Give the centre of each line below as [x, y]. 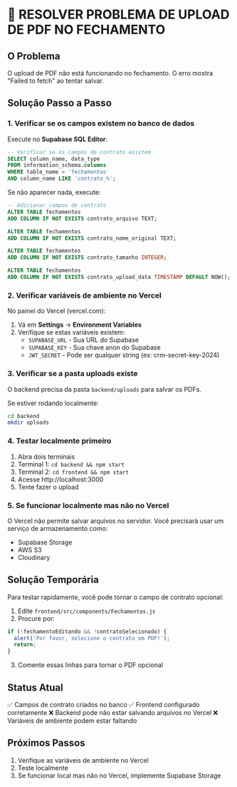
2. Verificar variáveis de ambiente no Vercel [85, 295]
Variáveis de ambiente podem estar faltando [72, 721]
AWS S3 [30, 549]
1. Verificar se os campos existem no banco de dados [101, 123]
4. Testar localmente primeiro [59, 441]
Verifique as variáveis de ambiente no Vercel [83, 760]
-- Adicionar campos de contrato [57, 205]
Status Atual [35, 687]
